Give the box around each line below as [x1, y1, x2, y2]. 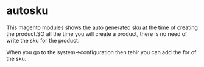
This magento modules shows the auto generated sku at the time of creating [6, 24, 198, 31]
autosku [6, 4, 49, 18]
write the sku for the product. [6, 37, 80, 44]
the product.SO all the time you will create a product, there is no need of [6, 30, 188, 37]
